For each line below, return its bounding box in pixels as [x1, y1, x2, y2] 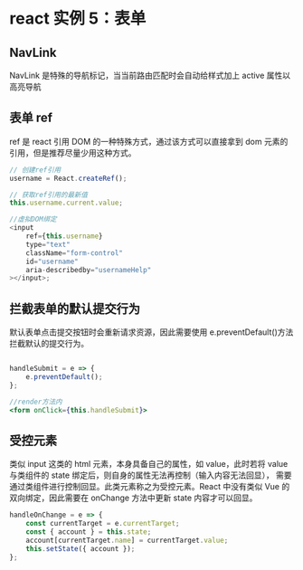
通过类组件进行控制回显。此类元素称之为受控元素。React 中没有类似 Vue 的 [9, 481, 290, 492]
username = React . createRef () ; [9, 174, 128, 183]
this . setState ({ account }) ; [25, 544, 136, 553]
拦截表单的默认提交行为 [9, 300, 140, 317]
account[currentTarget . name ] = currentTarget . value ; [25, 536, 229, 545]
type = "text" [25, 240, 71, 249]
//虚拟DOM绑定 [9, 214, 57, 224]
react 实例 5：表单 [9, 8, 147, 29]
